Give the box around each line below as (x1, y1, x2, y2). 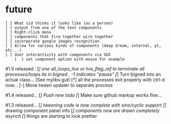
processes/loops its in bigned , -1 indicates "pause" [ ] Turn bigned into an (5, 71, 161, 77)
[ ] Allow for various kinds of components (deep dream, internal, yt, (5, 43, 161, 48)
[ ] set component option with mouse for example (14, 57, 125, 62)
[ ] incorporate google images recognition (5, 39, 100, 44)
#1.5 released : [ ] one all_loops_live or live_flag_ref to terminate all (5, 65, 145, 72)
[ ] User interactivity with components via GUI (5, 52, 111, 57)
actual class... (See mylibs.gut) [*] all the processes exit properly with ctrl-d (5, 76, 165, 83)
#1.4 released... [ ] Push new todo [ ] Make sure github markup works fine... (5, 92, 162, 98)
